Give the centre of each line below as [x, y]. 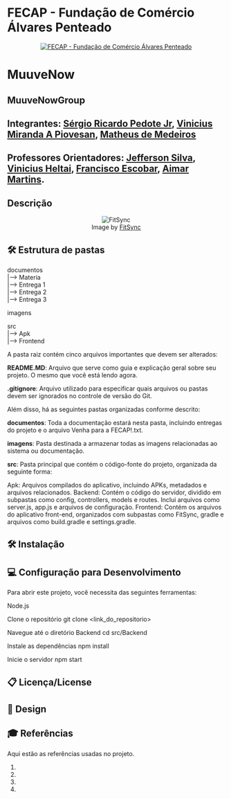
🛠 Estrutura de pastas [56, 250]
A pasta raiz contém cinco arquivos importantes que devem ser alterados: [112, 354]
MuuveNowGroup [46, 100]
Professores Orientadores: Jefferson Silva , [101, 158]
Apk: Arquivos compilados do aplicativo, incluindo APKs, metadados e [107, 485]
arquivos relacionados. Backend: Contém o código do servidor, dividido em [114, 492]
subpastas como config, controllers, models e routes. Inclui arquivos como [113, 499]
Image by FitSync [116, 227]
